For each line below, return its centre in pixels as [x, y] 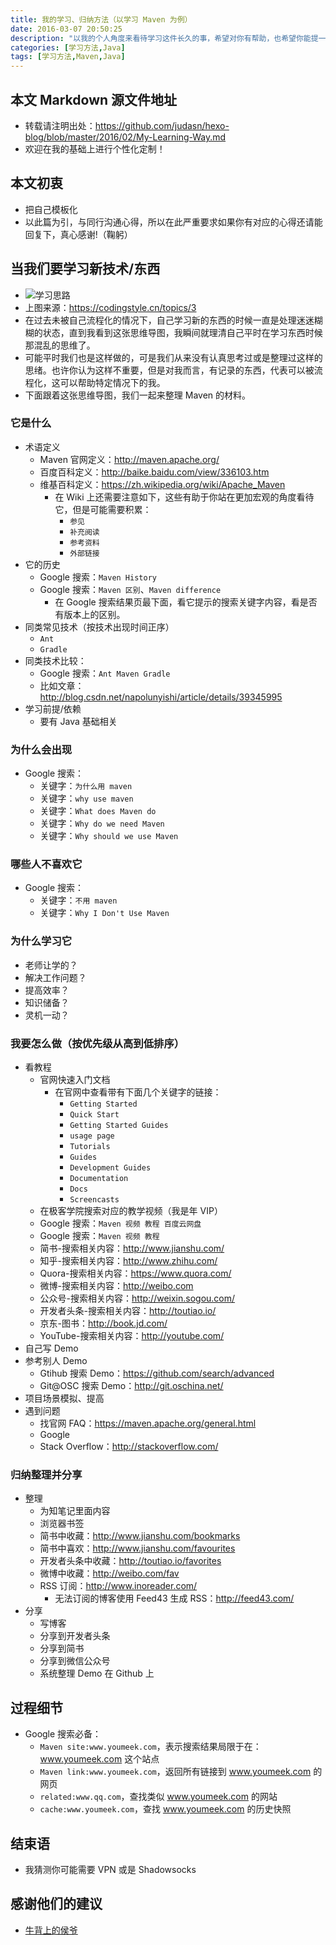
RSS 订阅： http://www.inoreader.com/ [118, 1586]
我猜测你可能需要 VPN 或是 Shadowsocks [110, 1869]
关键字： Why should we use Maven [109, 836]
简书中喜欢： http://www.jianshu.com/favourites [137, 1548]
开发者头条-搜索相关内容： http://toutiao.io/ [128, 1311]
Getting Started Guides [119, 1126]
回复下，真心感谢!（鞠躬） [78, 234]
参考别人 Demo [56, 1361]
